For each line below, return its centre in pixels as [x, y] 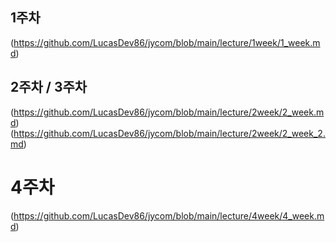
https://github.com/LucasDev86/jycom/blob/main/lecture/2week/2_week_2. [169, 133]
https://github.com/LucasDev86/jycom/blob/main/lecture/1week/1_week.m [167, 42]
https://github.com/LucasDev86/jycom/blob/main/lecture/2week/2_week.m [169, 112]
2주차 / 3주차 [49, 87]
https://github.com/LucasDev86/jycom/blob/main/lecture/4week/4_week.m [169, 215]
